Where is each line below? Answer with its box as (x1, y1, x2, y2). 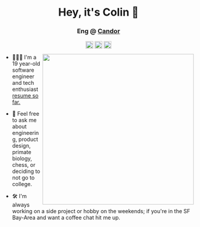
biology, (11, 155, 32, 162)
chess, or (11, 161, 36, 168)
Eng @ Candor (77, 27, 120, 36)
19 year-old (11, 60, 40, 67)
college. (11, 180, 32, 187)
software (11, 66, 34, 73)
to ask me (11, 116, 37, 123)
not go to (11, 174, 35, 181)
